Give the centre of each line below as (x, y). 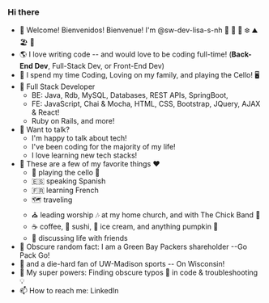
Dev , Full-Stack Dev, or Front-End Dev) (100, 66)
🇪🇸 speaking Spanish (68, 181)
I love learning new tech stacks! (84, 155)
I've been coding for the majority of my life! (103, 147)
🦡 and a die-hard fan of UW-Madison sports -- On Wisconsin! (122, 264)
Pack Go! (34, 255)
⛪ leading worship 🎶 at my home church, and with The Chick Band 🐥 (146, 215)
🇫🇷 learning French (65, 190)
